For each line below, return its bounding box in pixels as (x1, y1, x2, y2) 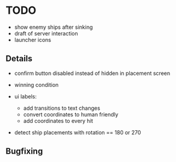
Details (5, 53, 32, 64)
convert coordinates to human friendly (23, 110, 118, 118)
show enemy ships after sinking (14, 23, 93, 31)
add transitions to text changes (23, 104, 100, 112)
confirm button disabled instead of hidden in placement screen (14, 70, 171, 77)
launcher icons (14, 36, 52, 43)
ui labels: (14, 92, 37, 100)
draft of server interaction (14, 29, 79, 37)
